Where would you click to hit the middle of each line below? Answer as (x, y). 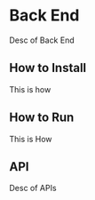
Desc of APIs (33, 188)
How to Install (48, 68)
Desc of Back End (42, 40)
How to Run (42, 118)
